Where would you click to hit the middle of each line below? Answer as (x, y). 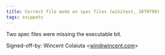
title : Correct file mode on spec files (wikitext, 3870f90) (83, 12)
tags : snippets (25, 17)
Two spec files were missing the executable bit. (64, 34)
